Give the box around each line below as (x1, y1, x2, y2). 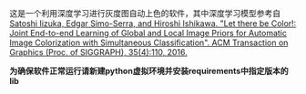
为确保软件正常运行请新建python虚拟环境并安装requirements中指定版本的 (9, 66, 289, 76)
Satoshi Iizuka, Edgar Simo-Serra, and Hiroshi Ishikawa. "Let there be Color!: (9, 18, 297, 29)
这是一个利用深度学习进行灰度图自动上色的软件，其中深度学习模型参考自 (9, 8, 280, 18)
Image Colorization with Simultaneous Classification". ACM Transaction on (9, 37, 289, 48)
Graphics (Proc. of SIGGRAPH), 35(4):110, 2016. (9, 47, 189, 57)
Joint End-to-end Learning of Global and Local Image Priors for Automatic (9, 28, 287, 38)
